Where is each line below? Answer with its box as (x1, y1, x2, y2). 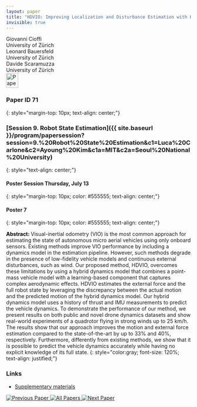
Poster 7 (6, 206, 27, 213)
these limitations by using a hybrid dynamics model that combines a (6, 268, 170, 275)
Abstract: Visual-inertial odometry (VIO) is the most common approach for (6, 231, 186, 238)
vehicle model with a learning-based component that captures (20, 274, 171, 281)
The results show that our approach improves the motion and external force (6, 324, 189, 331)
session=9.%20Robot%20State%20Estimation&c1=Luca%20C (6, 138, 191, 146)
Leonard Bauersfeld (6, 48, 54, 55)
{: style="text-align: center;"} (6, 166, 76, 173)
